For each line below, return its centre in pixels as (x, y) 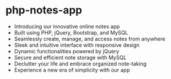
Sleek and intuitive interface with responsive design (77, 45)
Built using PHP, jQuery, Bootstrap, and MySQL (71, 32)
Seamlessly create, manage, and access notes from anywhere (90, 39)
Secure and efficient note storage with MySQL (70, 57)
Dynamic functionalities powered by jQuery (66, 51)
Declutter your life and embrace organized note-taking (80, 63)
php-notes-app (44, 10)
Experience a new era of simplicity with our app (72, 70)
